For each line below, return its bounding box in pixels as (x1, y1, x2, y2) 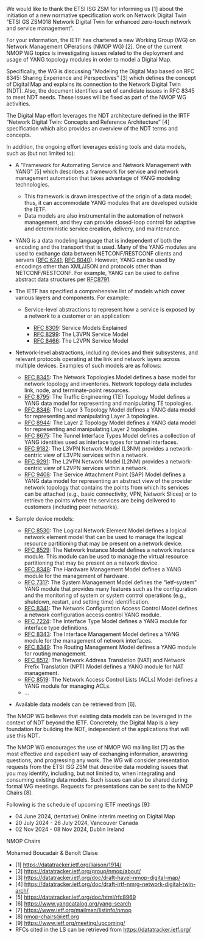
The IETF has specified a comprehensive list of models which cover (15, 288, 186, 295)
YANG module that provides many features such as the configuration (24, 585, 197, 592)
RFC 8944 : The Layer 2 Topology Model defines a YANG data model (24, 419, 196, 426)
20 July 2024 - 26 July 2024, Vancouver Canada (15, 819, 138, 826)
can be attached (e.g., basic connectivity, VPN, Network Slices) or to (24, 490, 197, 498)
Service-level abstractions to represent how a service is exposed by (24, 306, 195, 313)
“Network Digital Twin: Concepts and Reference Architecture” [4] (6, 118, 170, 126)
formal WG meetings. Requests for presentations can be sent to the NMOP (6, 783, 194, 790)
